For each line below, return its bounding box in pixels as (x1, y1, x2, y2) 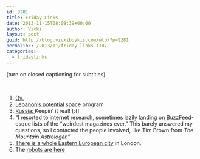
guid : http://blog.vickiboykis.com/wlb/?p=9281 (6, 37, 129, 43)
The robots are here (15, 146, 66, 153)
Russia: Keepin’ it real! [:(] (15, 107, 80, 114)
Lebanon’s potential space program (15, 101, 105, 108)
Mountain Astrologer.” (15, 133, 71, 140)
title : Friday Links (6, 15, 59, 21)
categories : (6, 49, 36, 55)
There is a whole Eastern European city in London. (15, 139, 142, 146)
